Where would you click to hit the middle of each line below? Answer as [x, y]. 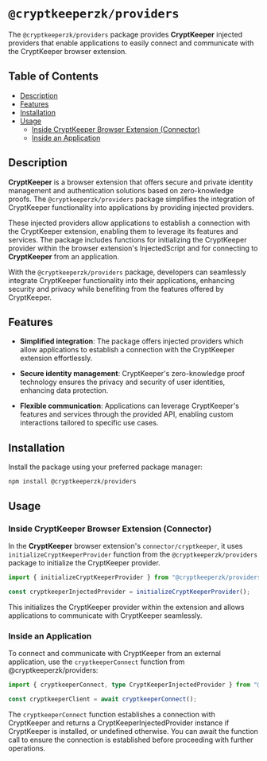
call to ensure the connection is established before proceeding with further [131, 740]
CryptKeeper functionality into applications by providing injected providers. [131, 207]
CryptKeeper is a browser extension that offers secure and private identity [131, 182]
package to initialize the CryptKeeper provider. [84, 562]
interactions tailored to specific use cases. [89, 423]
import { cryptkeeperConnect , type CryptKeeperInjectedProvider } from [129, 685]
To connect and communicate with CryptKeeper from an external [114, 653]
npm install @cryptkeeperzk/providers [72, 482]
